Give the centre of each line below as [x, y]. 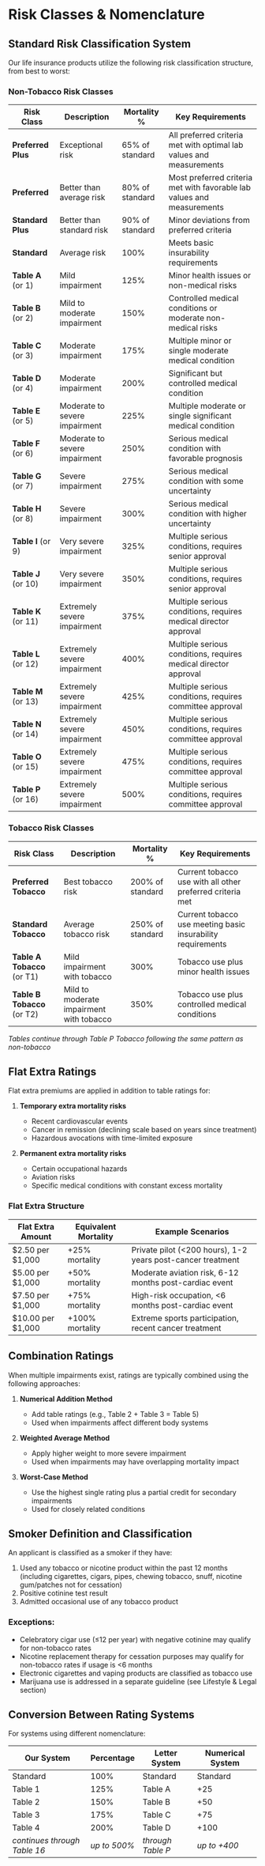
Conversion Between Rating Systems [101, 1715]
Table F [26, 444]
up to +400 [218, 1845]
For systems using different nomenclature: [77, 1734]
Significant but [196, 373]
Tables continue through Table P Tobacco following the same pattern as [126, 1038]
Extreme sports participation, [185, 1318]
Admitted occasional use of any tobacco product [99, 1602]
